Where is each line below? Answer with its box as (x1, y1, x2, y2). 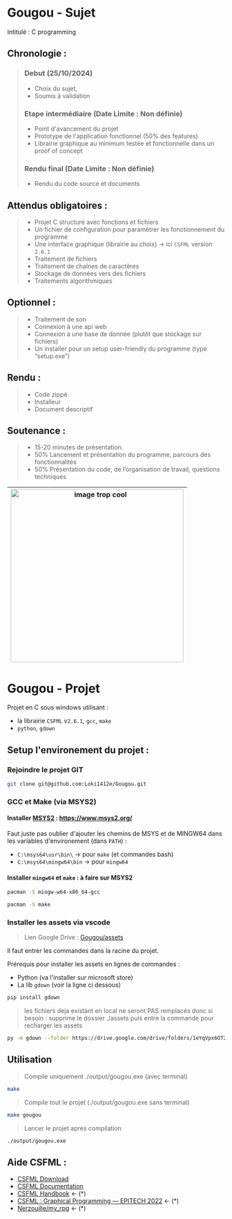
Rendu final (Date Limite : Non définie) (23, 164, 155, 174)
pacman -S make (7, 901, 51, 909)
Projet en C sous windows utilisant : (7, 703, 109, 711)
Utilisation (7, 1054, 52, 1066)
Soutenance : (7, 425, 66, 437)
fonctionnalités (34, 458, 77, 466)
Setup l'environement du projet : (7, 744, 150, 756)
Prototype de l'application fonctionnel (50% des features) (34, 131, 199, 140)
